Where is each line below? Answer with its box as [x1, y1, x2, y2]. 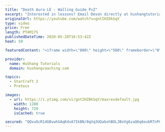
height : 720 [14, 106, 38, 111]
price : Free [5, 25, 29, 30]
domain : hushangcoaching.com [9, 66, 69, 71]
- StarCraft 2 [9, 79, 38, 84]
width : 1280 [14, 101, 38, 107]
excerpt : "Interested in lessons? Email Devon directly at [5, 12, 129, 17]
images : [5, 92, 21, 97]
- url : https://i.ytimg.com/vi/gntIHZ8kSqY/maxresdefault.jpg [9, 97, 139, 102]
